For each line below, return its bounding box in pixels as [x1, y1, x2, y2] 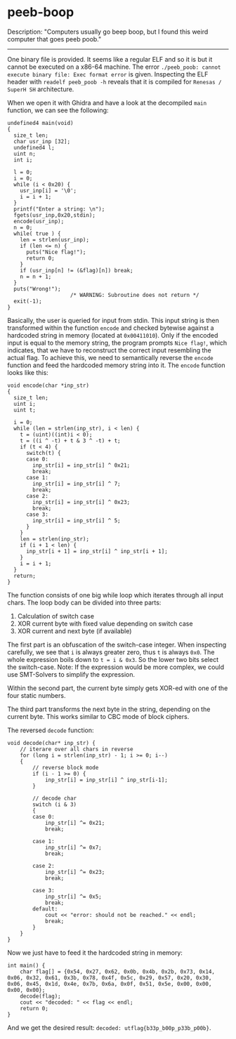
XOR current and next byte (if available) [17, 626, 132, 635]
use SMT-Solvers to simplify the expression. [7, 670, 136, 678]
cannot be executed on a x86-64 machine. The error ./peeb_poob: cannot [7, 62, 221, 71]
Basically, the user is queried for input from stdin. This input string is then [7, 316, 219, 324]
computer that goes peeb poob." [7, 34, 102, 43]
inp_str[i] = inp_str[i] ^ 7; [32, 480, 121, 487]
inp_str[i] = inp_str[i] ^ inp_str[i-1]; [44, 776, 169, 783]
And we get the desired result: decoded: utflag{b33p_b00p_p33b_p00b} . [7, 1023, 211, 1032]
